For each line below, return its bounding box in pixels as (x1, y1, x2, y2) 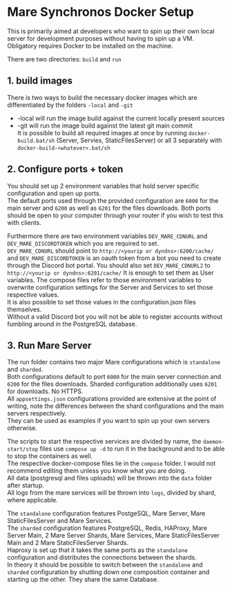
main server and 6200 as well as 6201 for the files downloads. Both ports (7, 204, 211, 212)
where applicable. (7, 496, 58, 504)
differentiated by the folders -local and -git (7, 101, 133, 109)
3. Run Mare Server (7, 340, 92, 351)
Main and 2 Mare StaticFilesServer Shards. (7, 539, 129, 547)
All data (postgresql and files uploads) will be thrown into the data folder (7, 474, 213, 482)
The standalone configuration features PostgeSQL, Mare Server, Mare (7, 509, 206, 518)
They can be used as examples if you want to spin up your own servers (7, 417, 211, 425)
